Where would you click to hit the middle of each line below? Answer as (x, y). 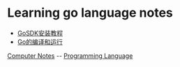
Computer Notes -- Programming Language (70, 55)
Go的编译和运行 (40, 42)
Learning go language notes (90, 13)
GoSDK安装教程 (40, 33)
